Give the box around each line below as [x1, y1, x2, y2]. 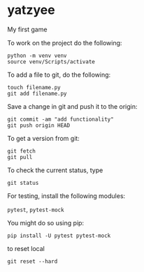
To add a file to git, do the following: [7, 70, 111, 79]
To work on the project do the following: [7, 38, 122, 47]
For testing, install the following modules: [7, 191, 126, 200]
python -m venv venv [7, 52, 68, 59]
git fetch [7, 147, 36, 155]
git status [7, 179, 39, 186]
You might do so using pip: [7, 218, 85, 227]
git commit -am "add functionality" [7, 116, 114, 123]
